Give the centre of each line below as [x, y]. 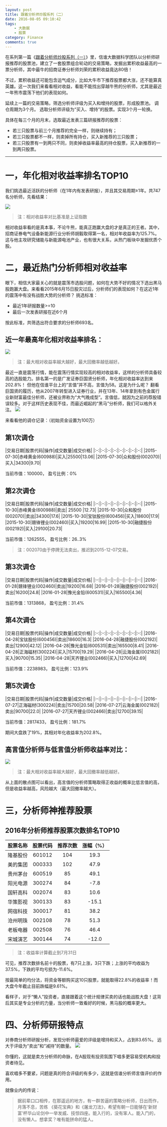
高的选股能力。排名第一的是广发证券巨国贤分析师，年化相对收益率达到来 [79, 378]
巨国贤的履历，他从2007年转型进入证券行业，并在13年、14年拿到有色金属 [80, 391]
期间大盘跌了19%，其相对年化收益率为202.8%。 [55, 732]
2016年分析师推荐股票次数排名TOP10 [63, 830]
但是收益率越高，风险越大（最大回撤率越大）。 [52, 789]
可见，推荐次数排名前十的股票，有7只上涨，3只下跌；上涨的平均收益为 [78, 963]
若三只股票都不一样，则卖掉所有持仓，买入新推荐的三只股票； [76, 136]
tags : [11, 24]
